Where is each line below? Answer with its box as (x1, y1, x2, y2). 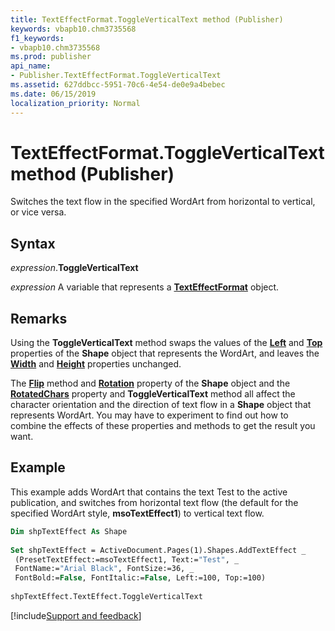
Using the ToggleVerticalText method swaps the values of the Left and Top (10, 337, 323, 349)
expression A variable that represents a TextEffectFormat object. (10, 281, 280, 293)
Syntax (10, 235, 56, 252)
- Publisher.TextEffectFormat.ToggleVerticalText (10, 71, 222, 81)
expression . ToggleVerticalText (10, 262, 139, 274)
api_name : (10, 61, 52, 71)
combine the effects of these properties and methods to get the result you (10, 420, 316, 432)
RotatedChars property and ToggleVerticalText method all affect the (10, 388, 296, 400)
